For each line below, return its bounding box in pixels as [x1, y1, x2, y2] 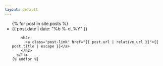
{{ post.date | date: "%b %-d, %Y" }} [11, 25, 88, 32]
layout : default [4, 7, 38, 12]
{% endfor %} [11, 57, 39, 62]
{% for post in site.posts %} [11, 21, 69, 26]
